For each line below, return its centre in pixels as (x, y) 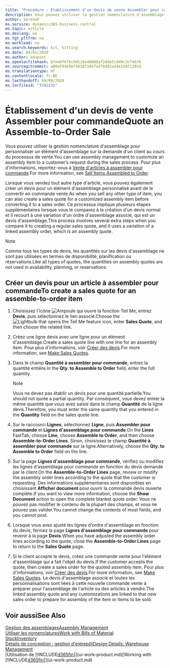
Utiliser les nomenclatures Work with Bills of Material (59, 633)
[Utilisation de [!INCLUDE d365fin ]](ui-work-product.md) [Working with (78, 655)
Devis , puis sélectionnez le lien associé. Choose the (66, 316)
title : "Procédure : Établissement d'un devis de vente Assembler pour (82, 10)
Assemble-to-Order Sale (58, 132)
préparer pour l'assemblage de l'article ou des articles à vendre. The (83, 589)
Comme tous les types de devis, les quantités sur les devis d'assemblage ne (85, 251)
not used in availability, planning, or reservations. (56, 267)
